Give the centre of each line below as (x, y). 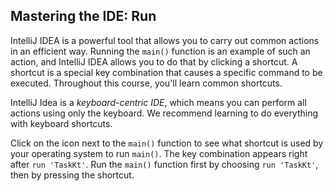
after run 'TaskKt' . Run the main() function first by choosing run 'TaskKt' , (164, 164)
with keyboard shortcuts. (61, 123)
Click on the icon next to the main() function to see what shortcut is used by (167, 143)
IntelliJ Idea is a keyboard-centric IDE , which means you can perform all (158, 102)
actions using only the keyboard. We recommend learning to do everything (164, 113)
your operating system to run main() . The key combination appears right (159, 153)
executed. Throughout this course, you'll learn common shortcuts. (146, 83)
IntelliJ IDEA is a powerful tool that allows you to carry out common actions (165, 40)
